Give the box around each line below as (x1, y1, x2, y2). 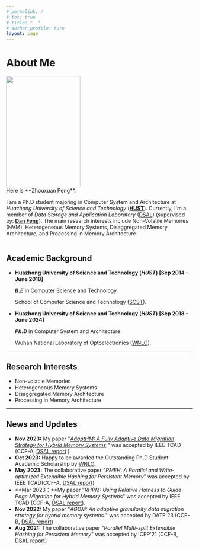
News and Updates (6, 419, 78, 430)
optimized (14, 472, 40, 480)
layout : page (6, 31, 38, 37)
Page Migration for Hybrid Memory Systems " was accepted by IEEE (14, 493, 181, 500)
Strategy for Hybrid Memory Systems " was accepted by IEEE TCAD (14, 441, 181, 448)
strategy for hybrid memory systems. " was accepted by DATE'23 (14, 511, 174, 519)
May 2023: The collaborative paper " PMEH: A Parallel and (14, 466, 158, 474)
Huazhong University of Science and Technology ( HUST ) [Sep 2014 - (14, 269, 188, 276)
